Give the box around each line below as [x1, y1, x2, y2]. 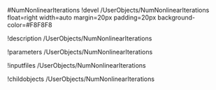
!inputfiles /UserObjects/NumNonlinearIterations [7, 61, 146, 69]
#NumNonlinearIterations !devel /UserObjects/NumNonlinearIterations [7, 6, 210, 14]
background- [157, 13, 196, 22]
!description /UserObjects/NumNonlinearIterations [7, 34, 152, 43]
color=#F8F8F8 [7, 21, 52, 29]
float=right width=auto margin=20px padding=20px [7, 13, 157, 22]
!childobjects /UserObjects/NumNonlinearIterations [7, 75, 155, 83]
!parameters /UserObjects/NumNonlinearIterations [7, 48, 153, 56]
